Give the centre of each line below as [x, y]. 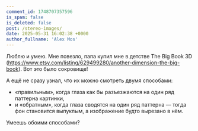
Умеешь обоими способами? [43, 122]
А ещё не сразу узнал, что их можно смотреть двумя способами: [90, 80]
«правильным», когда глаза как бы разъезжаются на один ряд [95, 92]
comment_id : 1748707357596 [39, 12]
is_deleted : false [29, 23]
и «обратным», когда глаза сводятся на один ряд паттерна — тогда [100, 105]
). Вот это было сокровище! [53, 69]
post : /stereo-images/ [34, 28]
